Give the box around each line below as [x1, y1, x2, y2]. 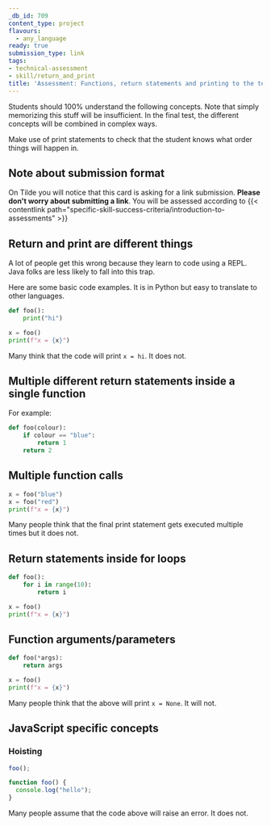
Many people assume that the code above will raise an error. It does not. [8, 808, 248, 818]
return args [23, 661, 63, 670]
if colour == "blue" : [23, 431, 95, 440]
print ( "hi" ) [23, 314, 63, 322]
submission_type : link [8, 49, 85, 57]
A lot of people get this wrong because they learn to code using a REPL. [8, 258, 248, 268]
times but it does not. [8, 528, 79, 538]
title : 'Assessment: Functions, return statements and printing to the [8, 79, 254, 87]
